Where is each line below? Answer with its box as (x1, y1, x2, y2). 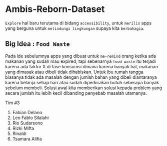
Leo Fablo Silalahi (12, 115, 49, 121)
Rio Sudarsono (12, 120, 43, 126)
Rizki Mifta (12, 125, 34, 131)
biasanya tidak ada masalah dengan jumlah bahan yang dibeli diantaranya (5, 74, 157, 80)
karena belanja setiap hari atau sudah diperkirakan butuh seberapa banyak (5, 79, 159, 85)
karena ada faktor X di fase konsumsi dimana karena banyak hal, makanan (5, 63, 158, 69)
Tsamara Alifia (12, 136, 42, 142)
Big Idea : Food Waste (5, 40, 70, 48)
